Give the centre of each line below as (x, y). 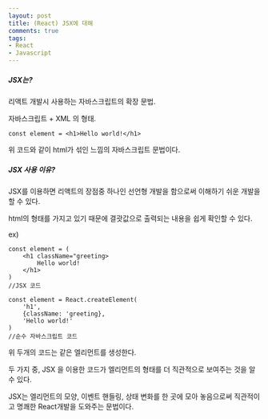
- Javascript (30, 53)
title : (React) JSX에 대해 (51, 23)
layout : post (30, 16)
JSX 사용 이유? (32, 169)
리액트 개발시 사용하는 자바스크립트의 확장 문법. (82, 101)
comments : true (34, 31)
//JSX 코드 (25, 286)
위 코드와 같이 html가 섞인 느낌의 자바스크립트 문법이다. (94, 149)
